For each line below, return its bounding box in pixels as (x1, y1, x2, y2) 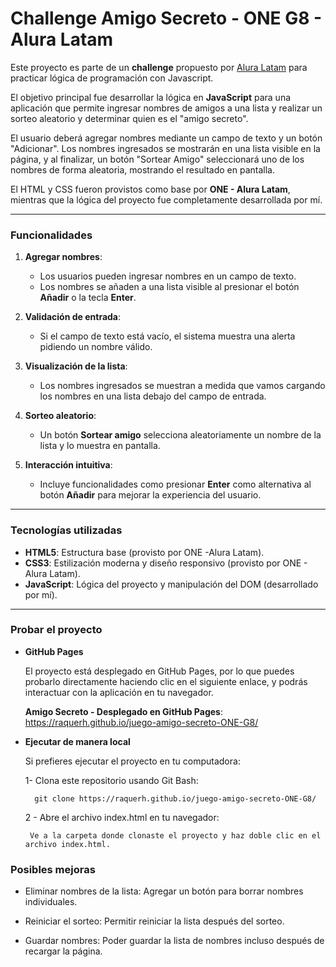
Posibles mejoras (10, 862, 96, 876)
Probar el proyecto (10, 623, 103, 637)
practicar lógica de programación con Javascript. (10, 72, 214, 84)
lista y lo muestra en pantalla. (39, 440, 161, 452)
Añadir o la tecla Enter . (39, 292, 137, 304)
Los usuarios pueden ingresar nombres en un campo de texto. (39, 270, 297, 282)
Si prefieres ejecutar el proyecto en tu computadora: (24, 755, 241, 767)
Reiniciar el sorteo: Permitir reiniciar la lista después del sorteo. (24, 915, 285, 927)
